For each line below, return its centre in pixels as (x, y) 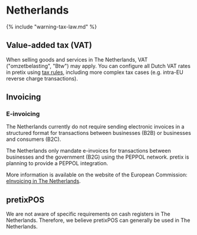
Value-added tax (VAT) (49, 45)
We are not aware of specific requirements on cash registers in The (88, 214)
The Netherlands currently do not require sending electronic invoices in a (95, 127)
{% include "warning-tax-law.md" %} (51, 27)
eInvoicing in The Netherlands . (43, 181)
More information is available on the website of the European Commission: (97, 175)
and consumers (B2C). (34, 139)
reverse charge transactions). (42, 78)
